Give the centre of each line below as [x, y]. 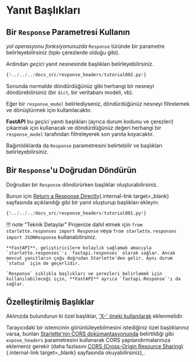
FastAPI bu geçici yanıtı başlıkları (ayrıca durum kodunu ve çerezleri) [90, 121]
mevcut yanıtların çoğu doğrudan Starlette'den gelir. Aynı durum [89, 258]
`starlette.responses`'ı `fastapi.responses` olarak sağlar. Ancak [91, 253]
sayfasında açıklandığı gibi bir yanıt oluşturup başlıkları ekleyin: [83, 202]
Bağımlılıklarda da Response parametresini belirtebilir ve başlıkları [84, 145]
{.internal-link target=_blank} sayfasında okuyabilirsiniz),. [76, 353]
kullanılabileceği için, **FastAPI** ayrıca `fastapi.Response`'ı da [94, 279]
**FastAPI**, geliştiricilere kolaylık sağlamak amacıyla [79, 248]
